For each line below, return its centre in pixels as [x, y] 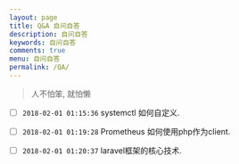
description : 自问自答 [49, 34]
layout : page [33, 17]
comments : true [37, 51]
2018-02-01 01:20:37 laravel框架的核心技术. [102, 151]
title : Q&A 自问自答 [45, 26]
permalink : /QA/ [39, 68]
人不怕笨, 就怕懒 [61, 94]
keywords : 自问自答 [43, 42]
